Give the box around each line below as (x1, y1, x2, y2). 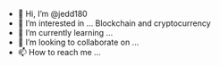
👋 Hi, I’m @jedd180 (17, 9, 88, 19)
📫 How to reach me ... (17, 47, 101, 57)
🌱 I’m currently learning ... (17, 28, 114, 37)
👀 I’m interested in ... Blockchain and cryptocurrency (17, 18, 212, 29)
